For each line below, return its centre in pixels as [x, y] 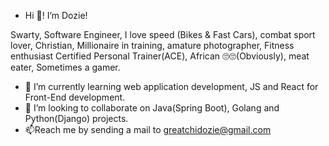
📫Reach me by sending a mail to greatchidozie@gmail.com [148, 129]
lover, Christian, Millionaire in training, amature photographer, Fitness [152, 45]
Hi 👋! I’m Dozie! [56, 15]
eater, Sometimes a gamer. [65, 67]
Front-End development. [75, 97]
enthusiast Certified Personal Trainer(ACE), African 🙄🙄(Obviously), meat [160, 56]
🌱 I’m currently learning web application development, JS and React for [171, 86]
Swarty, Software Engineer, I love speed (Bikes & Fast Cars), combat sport [163, 34]
